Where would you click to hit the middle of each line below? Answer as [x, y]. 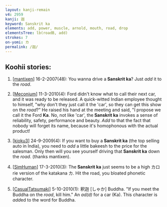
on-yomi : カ [17, 42]
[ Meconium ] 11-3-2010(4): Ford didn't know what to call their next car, [84, 94]
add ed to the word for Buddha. [44, 200]
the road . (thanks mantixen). [41, 157]
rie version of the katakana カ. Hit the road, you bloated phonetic [79, 173]
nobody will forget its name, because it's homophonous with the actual [85, 126]
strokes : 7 [16, 38]
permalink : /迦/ [22, 47]
